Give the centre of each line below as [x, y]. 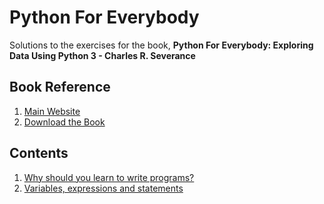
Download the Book [64, 122]
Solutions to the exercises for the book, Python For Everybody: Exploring [161, 45]
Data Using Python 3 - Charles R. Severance [102, 55]
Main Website [52, 111]
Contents [39, 153]
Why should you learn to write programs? [109, 177]
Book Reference [60, 87]
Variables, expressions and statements [103, 188]
